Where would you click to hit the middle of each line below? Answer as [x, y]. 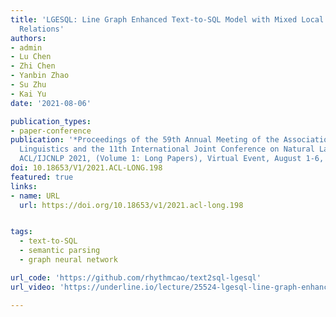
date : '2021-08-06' [51, 103]
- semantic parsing [60, 251]
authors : [28, 38]
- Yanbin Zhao [40, 76]
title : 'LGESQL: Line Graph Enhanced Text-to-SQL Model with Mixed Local [167, 19]
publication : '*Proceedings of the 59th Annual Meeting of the [145, 140]
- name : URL [35, 196]
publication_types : [51, 121]
